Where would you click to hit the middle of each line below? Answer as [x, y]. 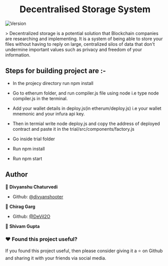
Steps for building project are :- [56, 71]
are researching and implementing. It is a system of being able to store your [84, 39]
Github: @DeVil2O [31, 216]
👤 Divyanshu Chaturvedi [32, 187]
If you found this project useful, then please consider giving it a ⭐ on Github [84, 251]
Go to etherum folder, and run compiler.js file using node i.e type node [86, 93]
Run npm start [27, 158]
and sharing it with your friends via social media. [56, 258]
